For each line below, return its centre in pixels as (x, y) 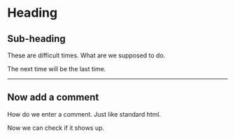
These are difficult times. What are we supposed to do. (86, 55)
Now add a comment (53, 97)
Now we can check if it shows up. (56, 128)
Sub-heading (37, 39)
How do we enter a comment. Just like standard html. (84, 114)
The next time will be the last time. (57, 69)
